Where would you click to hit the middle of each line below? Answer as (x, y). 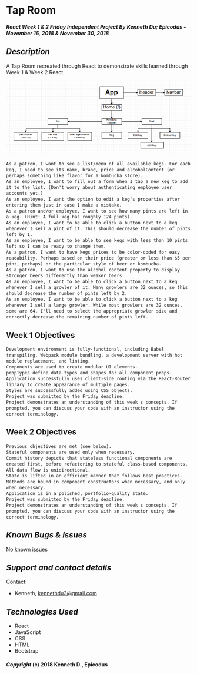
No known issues (27, 549)
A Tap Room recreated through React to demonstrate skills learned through (97, 66)
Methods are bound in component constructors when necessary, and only (96, 482)
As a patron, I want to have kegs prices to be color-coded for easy (93, 253)
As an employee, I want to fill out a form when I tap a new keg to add (97, 182)
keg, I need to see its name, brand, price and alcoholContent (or (91, 170)
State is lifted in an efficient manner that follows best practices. (94, 476)
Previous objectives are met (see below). (59, 446)
